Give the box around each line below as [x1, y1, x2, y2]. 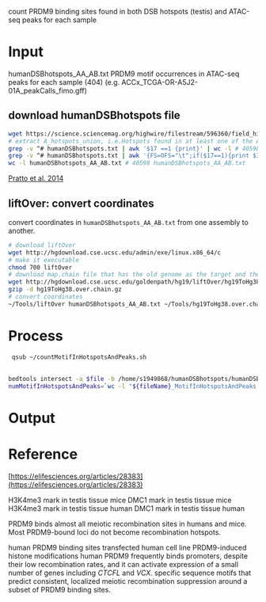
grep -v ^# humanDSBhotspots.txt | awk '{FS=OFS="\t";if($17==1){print [8, 152, 249, 160]
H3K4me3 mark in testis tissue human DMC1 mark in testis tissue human [8, 503, 245, 513]
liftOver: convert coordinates [8, 196, 154, 210]
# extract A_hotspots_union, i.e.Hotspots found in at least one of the [8, 137, 253, 145]
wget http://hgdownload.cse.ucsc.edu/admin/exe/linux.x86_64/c [8, 249, 222, 257]
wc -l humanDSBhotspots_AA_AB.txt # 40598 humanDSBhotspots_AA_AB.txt [8, 159, 246, 167]
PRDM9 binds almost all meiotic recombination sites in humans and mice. [8, 519, 247, 528]
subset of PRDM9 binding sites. [8, 585, 111, 594]
